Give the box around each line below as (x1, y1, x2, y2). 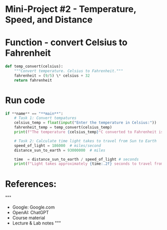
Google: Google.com (12, 204, 55, 210)
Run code (5, 95, 45, 106)
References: (5, 178, 57, 190)
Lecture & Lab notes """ (12, 220, 61, 226)
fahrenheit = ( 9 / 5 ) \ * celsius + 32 (14, 73, 90, 78)
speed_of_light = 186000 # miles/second (14, 143, 101, 148)
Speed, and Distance (5, 14, 93, 25)
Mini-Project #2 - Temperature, (5, 3, 137, 15)
